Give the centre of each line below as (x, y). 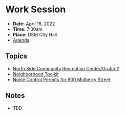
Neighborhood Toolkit (36, 74)
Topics (16, 56)
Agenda (21, 40)
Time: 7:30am (27, 29)
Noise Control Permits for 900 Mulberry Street (61, 79)
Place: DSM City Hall (35, 34)
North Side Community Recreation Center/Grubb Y (66, 68)
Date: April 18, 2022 (34, 24)
